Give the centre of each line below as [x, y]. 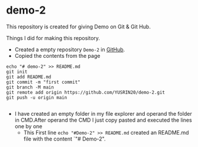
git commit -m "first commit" [43, 82]
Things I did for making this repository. [53, 38]
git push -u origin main [37, 97]
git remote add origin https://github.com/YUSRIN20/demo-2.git [86, 92]
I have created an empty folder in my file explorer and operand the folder [103, 113]
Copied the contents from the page [57, 55]
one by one [28, 126]
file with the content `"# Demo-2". [64, 139]
